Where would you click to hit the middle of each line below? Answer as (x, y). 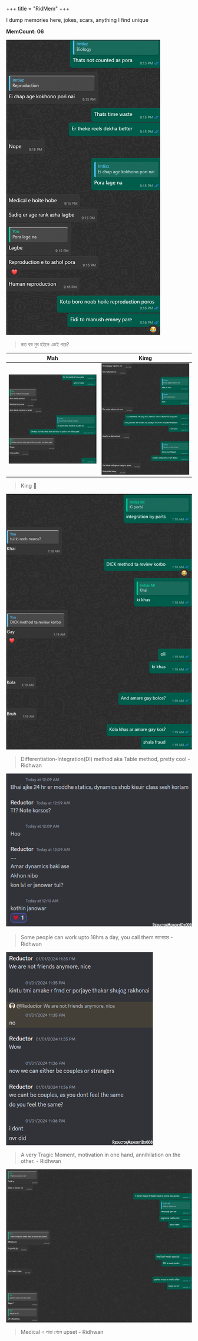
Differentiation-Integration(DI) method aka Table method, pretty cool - (105, 759)
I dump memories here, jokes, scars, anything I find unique (77, 20)
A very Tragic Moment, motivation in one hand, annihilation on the (100, 1155)
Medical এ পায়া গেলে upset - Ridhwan (62, 1332)
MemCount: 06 (25, 31)
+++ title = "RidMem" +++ (38, 9)
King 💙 (29, 486)
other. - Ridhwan (41, 1161)
